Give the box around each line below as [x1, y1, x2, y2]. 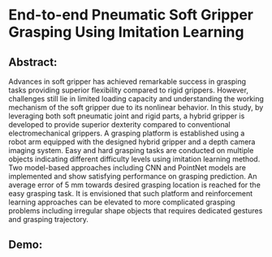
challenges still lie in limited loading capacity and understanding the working [8, 94, 264, 103]
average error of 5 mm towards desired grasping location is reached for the [8, 180, 261, 190]
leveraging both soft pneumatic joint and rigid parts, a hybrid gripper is [8, 111, 245, 121]
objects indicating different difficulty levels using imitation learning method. [8, 154, 261, 164]
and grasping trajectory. [8, 215, 89, 224]
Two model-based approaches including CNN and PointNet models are [8, 163, 246, 172]
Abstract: [8, 55, 58, 69]
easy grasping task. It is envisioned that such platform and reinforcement [8, 189, 253, 198]
